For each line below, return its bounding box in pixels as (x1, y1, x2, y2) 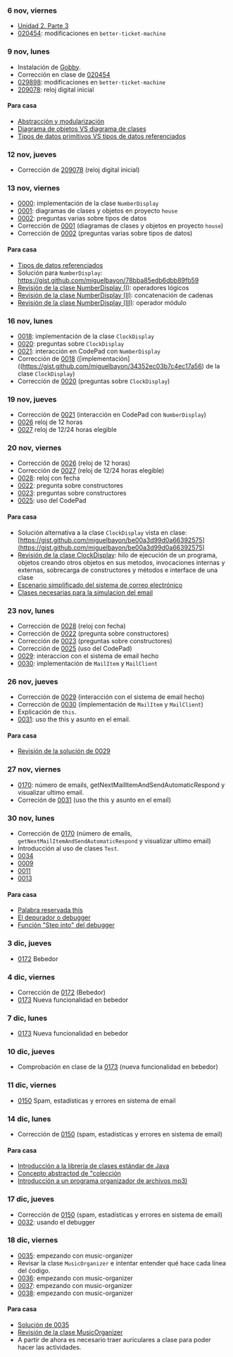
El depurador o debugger (17, 913, 91, 922)
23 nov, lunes (7, 605, 55, 615)
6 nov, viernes (7, 6, 58, 16)
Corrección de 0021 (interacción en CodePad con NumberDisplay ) (17, 411, 206, 419)
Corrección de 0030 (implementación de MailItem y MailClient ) (17, 700, 204, 709)
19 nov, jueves (7, 394, 57, 404)
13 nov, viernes (7, 183, 61, 193)
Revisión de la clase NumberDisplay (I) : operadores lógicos (17, 283, 189, 292)
